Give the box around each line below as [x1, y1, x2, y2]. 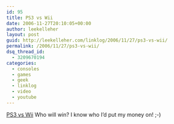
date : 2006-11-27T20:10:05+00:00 [6, 20, 92, 26]
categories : [6, 60, 37, 66]
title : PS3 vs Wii [6, 15, 53, 21]
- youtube [12, 94, 37, 100]
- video [12, 89, 32, 95]
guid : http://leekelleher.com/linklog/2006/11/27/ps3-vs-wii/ [6, 37, 168, 43]
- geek [12, 77, 29, 83]
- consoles [12, 65, 40, 72]
